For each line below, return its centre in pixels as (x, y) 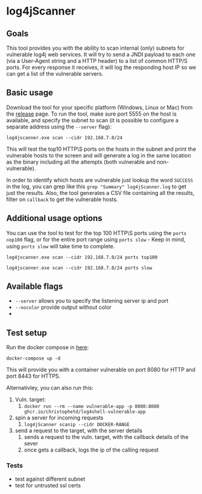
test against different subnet (50, 479)
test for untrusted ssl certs (48, 485)
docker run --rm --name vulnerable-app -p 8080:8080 (92, 407)
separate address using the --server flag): (59, 127)
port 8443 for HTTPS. (33, 376)
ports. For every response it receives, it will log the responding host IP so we (101, 67)
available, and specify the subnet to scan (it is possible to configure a (93, 120)
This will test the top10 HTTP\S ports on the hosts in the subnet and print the (101, 149)
